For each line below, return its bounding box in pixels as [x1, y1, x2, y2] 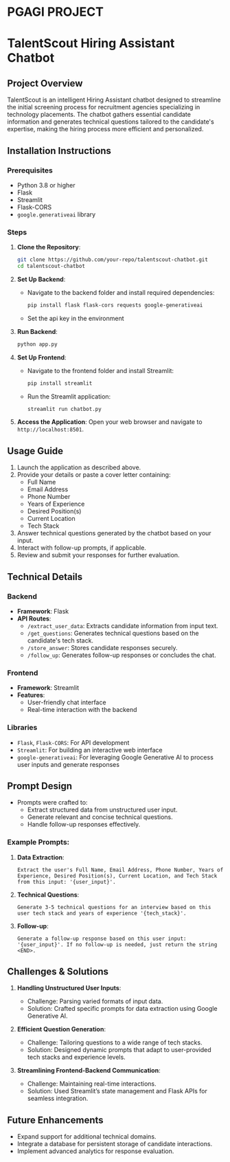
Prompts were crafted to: [16, 798, 88, 807]
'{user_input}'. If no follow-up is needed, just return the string [16, 941, 218, 948]
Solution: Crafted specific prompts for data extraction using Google [27, 1005, 218, 1013]
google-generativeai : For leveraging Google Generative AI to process [16, 753, 214, 761]
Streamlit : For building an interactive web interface [16, 746, 163, 754]
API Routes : [16, 614, 51, 623]
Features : [16, 691, 45, 700]
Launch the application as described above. [16, 463, 141, 471]
